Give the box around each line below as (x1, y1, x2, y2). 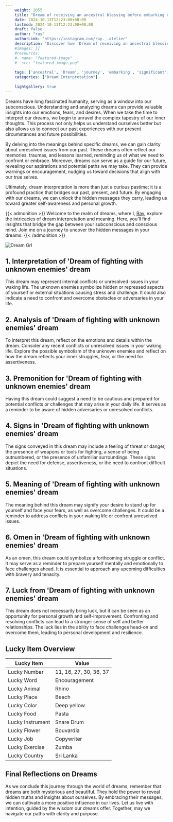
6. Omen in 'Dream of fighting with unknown (5, 533, 150, 542)
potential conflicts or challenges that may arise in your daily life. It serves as (5, 401, 166, 407)
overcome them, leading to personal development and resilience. (5, 629, 143, 636)
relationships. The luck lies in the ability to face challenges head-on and (5, 624, 158, 631)
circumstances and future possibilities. (5, 131, 88, 137)
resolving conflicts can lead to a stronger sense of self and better (5, 619, 144, 625)
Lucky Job (8, 736, 33, 743)
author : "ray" (14, 31, 45, 37)
